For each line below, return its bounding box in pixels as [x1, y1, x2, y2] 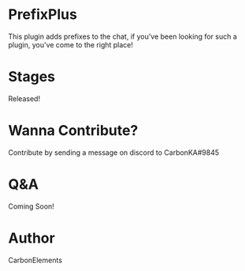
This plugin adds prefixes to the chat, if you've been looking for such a [8, 32, 238, 41]
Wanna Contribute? [8, 122, 139, 140]
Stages [8, 68, 56, 86]
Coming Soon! [8, 201, 55, 211]
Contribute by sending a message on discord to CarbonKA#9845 [8, 148, 220, 157]
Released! [8, 93, 41, 104]
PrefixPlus [8, 6, 77, 24]
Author [8, 229, 55, 247]
